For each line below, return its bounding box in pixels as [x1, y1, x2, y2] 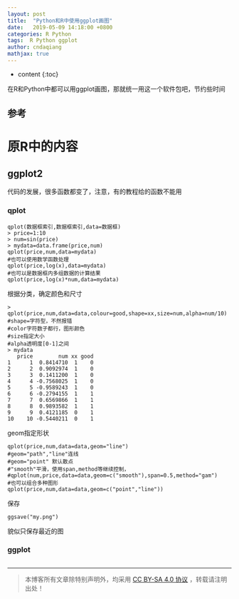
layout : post [7, 10, 46, 18]
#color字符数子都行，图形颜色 [7, 325, 85, 332]
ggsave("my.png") [7, 513, 59, 520]
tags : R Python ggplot [7, 37, 78, 44]
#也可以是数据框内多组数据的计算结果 [7, 269, 101, 277]
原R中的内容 [7, 139, 78, 155]
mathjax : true [7, 51, 50, 58]
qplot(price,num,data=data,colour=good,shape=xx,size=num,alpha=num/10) [7, 310, 228, 317]
